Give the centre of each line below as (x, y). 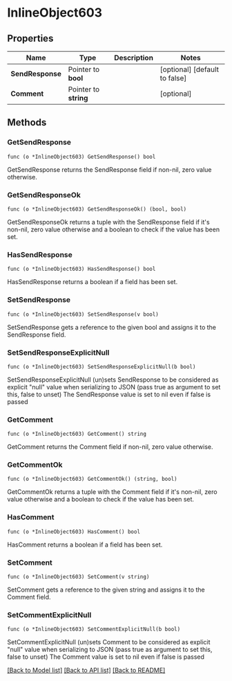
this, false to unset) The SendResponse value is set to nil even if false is (109, 394)
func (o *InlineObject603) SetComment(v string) (78, 577)
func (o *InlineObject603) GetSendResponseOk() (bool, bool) (97, 209)
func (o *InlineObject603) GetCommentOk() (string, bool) (92, 479)
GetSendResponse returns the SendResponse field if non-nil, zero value (109, 169)
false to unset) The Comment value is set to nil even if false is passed (106, 657)
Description (134, 58)
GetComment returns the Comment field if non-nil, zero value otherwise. (110, 447)
